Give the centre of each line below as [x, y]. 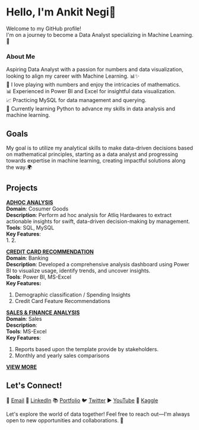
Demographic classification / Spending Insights [72, 294]
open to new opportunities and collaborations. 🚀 [65, 420]
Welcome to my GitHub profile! [44, 28]
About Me [21, 56]
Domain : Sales [24, 318]
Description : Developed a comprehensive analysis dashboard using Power [98, 264]
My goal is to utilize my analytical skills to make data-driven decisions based [99, 148]
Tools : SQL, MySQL [30, 227]
